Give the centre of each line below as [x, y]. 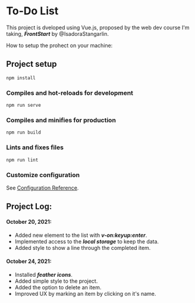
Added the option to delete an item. [58, 287]
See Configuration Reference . [43, 188]
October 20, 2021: [29, 221]
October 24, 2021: [29, 261]
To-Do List [32, 11]
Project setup [32, 64]
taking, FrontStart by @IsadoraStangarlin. [57, 33]
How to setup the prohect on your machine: [59, 45]
